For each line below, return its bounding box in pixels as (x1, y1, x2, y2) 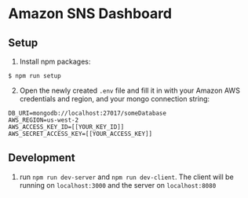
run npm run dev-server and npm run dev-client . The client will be (19, 172, 234, 181)
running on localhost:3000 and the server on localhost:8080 (19, 180, 217, 189)
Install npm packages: (19, 57, 91, 66)
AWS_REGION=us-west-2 (8, 116, 79, 124)
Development (8, 151, 76, 165)
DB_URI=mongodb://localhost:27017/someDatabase (8, 109, 167, 117)
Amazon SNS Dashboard (8, 5, 173, 23)
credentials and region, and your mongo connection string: (19, 94, 210, 103)
